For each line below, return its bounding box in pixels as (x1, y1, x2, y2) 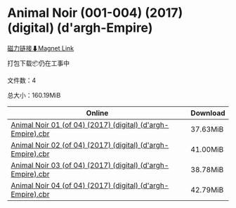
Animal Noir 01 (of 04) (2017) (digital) (11, 119, 139, 129)
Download (190, 108, 225, 117)
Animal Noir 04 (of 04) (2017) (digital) (11, 181, 139, 190)
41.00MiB (190, 144, 224, 154)
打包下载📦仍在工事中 (7, 58, 70, 67)
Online (86, 108, 109, 117)
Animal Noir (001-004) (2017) (7, 5, 183, 21)
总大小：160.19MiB (7, 91, 61, 99)
